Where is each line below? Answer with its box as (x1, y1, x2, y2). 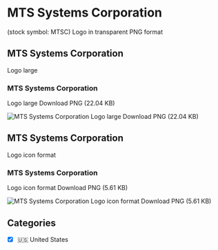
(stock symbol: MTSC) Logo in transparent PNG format (7, 28, 163, 36)
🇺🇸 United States (17, 235, 69, 243)
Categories (7, 217, 57, 229)
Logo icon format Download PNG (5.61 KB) (7, 184, 128, 192)
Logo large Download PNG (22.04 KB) (7, 99, 115, 108)
